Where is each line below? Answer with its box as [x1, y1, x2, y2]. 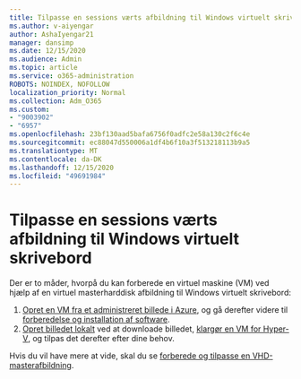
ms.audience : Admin [9, 55, 82, 64]
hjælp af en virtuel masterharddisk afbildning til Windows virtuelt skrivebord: [9, 288, 291, 298]
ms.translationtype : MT [9, 146, 99, 155]
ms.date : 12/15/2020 [9, 47, 87, 56]
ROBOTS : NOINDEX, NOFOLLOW [9, 80, 110, 89]
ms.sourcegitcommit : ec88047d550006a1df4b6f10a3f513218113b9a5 [9, 138, 251, 147]
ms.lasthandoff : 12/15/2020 [9, 163, 115, 172]
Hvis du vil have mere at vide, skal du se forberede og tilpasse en [9, 350, 251, 361]
